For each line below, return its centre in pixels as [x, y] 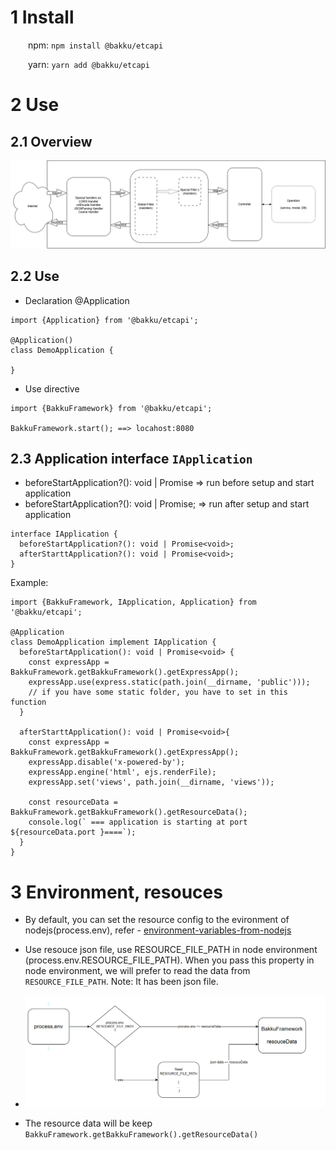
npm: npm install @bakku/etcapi [96, 45]
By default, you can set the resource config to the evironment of [157, 920]
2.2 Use [35, 276]
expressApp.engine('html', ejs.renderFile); [122, 772]
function [28, 702]
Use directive [52, 388]
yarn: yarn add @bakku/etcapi [89, 64]
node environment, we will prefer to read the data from [137, 971]
